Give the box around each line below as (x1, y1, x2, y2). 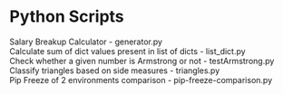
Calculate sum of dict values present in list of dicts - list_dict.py (9, 45, 247, 56)
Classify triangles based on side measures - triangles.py (9, 65, 220, 76)
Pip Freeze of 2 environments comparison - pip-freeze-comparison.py (9, 74, 273, 85)
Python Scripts (9, 6, 124, 27)
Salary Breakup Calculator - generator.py (9, 36, 163, 47)
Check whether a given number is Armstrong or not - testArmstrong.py (9, 55, 275, 66)
